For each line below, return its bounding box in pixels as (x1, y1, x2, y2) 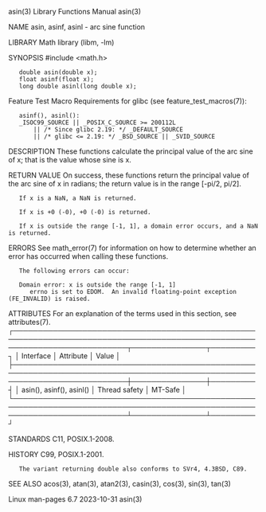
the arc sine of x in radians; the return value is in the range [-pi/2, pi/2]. (8, 179, 241, 188)
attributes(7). (8, 318, 51, 326)
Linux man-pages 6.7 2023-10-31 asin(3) (8, 494, 143, 504)
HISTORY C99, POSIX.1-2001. (8, 450, 105, 459)
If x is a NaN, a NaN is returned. (18, 194, 137, 202)
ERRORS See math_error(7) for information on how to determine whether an (8, 243, 256, 252)
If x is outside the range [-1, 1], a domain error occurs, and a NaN (18, 222, 259, 230)
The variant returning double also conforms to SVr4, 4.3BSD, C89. (18, 465, 248, 473)
